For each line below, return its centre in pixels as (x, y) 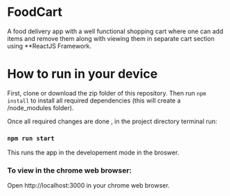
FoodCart (35, 12)
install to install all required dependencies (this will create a (94, 100)
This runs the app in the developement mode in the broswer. (93, 152)
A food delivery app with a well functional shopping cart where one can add (115, 31)
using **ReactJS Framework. (50, 46)
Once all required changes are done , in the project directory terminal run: (112, 121)
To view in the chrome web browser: (70, 170)
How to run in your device (82, 74)
